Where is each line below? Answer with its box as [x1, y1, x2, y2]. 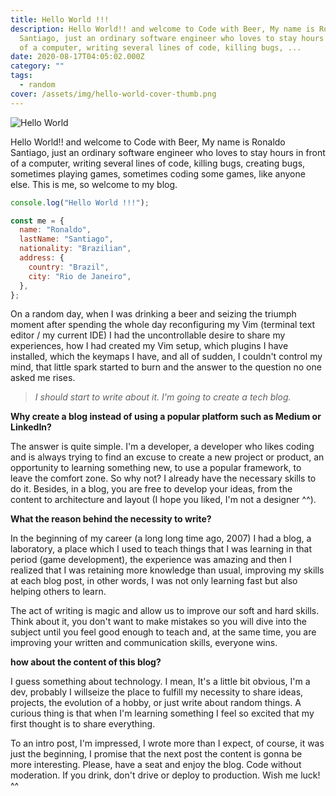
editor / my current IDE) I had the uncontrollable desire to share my [10, 329, 286, 341]
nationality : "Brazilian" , [19, 244, 132, 254]
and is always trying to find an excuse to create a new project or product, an [10, 451, 325, 463]
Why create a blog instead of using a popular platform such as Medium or [10, 411, 322, 423]
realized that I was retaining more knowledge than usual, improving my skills [10, 564, 325, 576]
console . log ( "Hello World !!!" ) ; [10, 197, 150, 208]
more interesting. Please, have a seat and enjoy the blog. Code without [10, 759, 302, 771]
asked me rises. [10, 372, 76, 384]
